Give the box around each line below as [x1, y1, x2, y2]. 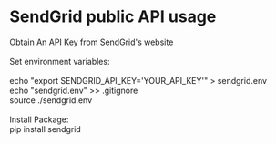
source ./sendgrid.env [9, 94, 93, 106]
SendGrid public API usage [9, 6, 217, 27]
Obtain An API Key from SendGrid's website [9, 36, 174, 47]
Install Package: [9, 114, 69, 125]
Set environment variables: [9, 56, 110, 67]
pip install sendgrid [9, 123, 82, 134]
